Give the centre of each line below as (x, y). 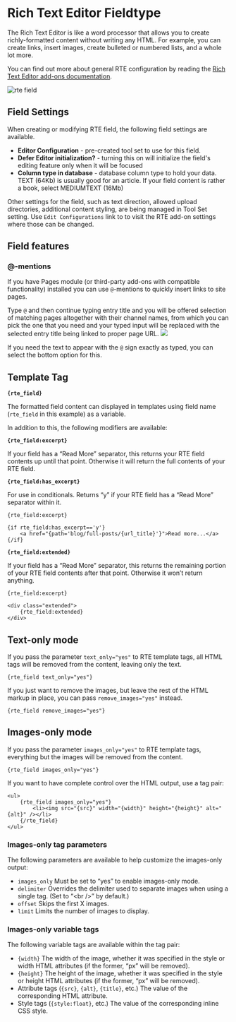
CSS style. (32, 1011)
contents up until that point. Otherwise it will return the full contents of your (116, 461)
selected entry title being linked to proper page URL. (83, 334)
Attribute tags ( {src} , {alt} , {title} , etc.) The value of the (103, 988)
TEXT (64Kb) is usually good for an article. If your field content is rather (121, 180)
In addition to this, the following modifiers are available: (87, 428)
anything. (21, 581)
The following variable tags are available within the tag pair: (94, 945)
